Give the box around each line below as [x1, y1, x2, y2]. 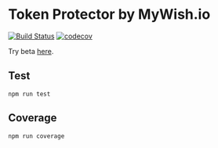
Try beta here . [8, 46, 54, 56]
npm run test [8, 90, 51, 98]
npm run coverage [8, 132, 65, 140]
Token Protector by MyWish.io [8, 5, 211, 23]
